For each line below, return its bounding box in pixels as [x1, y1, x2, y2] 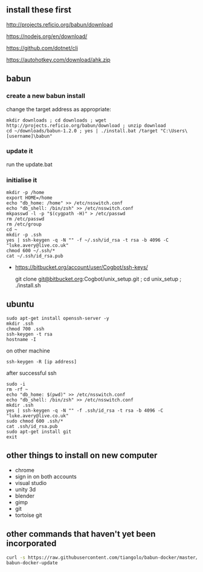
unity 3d [14, 486, 36, 493]
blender [14, 492, 35, 499]
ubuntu [6, 299, 34, 310]
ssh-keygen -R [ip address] [6, 359, 77, 365]
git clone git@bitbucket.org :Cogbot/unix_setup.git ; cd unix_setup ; [14, 275, 182, 283]
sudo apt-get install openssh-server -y [6, 315, 110, 321]
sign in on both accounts [14, 473, 77, 480]
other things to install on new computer [6, 450, 158, 461]
